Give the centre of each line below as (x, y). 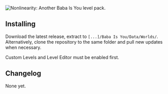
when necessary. (24, 47)
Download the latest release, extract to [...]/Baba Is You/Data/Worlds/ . (82, 36)
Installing (20, 24)
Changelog (23, 74)
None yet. (16, 86)
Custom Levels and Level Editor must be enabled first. (62, 57)
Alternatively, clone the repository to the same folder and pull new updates (84, 42)
